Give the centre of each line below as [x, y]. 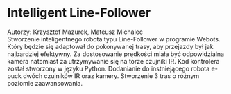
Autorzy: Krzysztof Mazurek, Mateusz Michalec [75, 32]
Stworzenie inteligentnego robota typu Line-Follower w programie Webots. [114, 39]
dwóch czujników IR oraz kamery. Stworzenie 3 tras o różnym [111, 76]
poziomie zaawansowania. [45, 83]
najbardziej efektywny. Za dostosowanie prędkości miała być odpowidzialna [115, 54]
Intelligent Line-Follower [79, 13]
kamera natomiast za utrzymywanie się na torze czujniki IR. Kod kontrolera [113, 61]
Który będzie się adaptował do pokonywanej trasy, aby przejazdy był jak [110, 46]
